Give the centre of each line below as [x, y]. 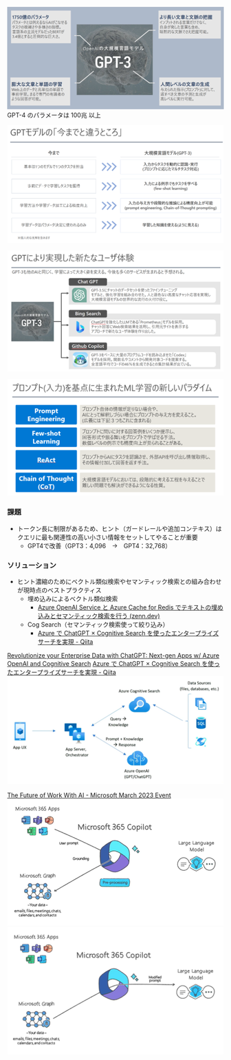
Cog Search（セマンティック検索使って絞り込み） [98, 625]
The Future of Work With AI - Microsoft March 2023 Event [89, 795]
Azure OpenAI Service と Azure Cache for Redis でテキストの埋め [130, 607]
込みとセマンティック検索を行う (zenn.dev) [99, 616]
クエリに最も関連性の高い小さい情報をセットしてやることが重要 [107, 537]
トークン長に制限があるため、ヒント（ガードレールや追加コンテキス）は [119, 528]
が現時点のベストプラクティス [59, 590]
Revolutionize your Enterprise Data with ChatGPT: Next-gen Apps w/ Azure [113, 656]
